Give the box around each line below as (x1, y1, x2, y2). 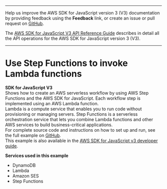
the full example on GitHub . (5, 132, 61, 138)
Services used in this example (5, 153, 69, 159)
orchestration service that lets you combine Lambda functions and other (5, 116, 153, 122)
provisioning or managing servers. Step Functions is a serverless (5, 111, 138, 117)
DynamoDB (12, 162, 36, 168)
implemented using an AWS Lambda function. (5, 100, 99, 106)
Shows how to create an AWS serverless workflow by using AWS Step (5, 90, 149, 96)
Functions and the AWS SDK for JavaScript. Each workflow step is (5, 95, 141, 101)
